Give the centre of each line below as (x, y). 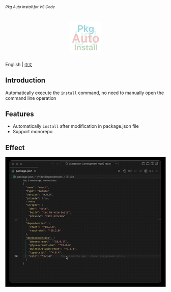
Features (20, 114)
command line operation (31, 98)
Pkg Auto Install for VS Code (30, 7)
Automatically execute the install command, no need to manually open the (85, 93)
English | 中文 (19, 64)
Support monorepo (33, 132)
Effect (15, 148)
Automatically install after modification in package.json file (76, 126)
